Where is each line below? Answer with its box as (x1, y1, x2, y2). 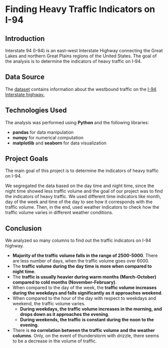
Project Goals (5, 154, 49, 163)
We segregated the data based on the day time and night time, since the (5, 183, 154, 189)
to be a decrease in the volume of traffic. (12, 338, 97, 344)
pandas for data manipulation (12, 129, 74, 135)
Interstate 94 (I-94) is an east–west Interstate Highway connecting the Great (5, 48, 163, 53)
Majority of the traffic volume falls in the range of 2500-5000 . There (12, 252, 158, 258)
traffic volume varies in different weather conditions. (5, 210, 114, 216)
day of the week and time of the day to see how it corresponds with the (5, 199, 153, 205)
